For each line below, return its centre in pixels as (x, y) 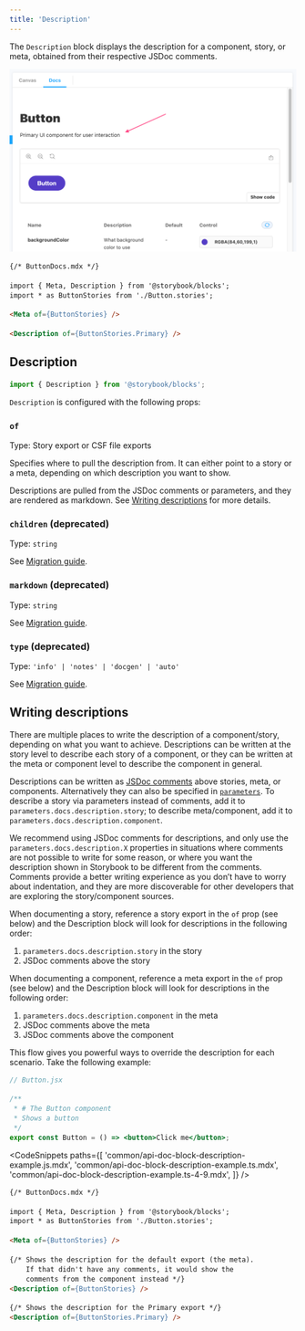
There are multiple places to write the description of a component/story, (144, 734)
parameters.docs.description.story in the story (112, 950)
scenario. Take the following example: (81, 1062)
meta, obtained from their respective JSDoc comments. (113, 56)
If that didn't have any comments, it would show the (130, 1269)
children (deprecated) (59, 523)
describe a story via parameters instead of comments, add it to (127, 801)
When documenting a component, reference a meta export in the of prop (147, 978)
